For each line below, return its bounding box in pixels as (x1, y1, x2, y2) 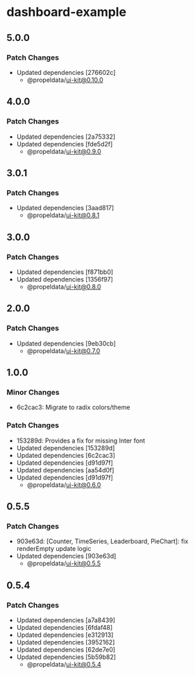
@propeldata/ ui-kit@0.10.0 (26, 76, 103, 84)
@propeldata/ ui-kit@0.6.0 (26, 480, 101, 489)
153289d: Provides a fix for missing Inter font (16, 436, 146, 445)
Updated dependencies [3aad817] (16, 204, 115, 212)
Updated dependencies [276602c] (16, 68, 116, 76)
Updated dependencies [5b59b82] (16, 653, 116, 661)
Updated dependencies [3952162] (16, 638, 115, 646)
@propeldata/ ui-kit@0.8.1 (26, 211, 100, 219)
